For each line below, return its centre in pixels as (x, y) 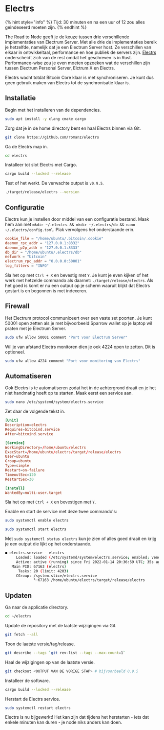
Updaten (19, 595)
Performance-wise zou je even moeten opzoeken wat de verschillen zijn (78, 63)
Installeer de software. (28, 681)
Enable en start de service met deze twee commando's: (61, 512)
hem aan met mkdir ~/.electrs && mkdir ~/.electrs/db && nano (70, 224)
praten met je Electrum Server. (36, 328)
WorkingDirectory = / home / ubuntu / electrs (46, 447)
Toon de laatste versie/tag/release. (40, 644)
